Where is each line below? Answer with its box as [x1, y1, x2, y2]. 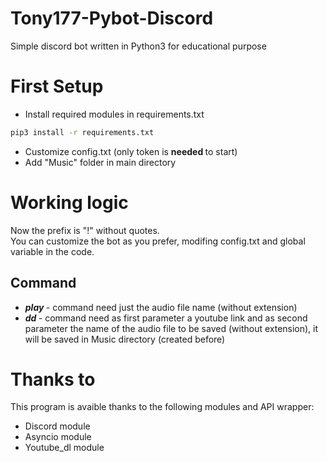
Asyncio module [24, 431, 92, 443]
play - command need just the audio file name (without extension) [24, 301, 298, 313]
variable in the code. [10, 245, 95, 257]
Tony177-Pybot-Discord [10, 7, 214, 30]
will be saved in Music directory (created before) [24, 333, 226, 345]
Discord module [24, 420, 91, 432]
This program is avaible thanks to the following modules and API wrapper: [10, 401, 315, 413]
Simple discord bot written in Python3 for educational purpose [10, 40, 267, 52]
